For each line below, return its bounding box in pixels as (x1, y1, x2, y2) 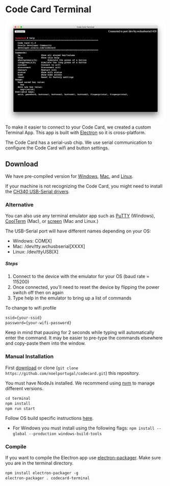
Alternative (5, 201, 34, 209)
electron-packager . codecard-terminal (5, 475, 90, 480)
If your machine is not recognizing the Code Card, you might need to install (5, 183, 163, 189)
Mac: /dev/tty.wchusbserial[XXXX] (12, 243, 86, 249)
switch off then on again (12, 290, 64, 296)
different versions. (5, 385, 44, 391)
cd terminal (5, 396, 31, 401)
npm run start (5, 406, 36, 411)
